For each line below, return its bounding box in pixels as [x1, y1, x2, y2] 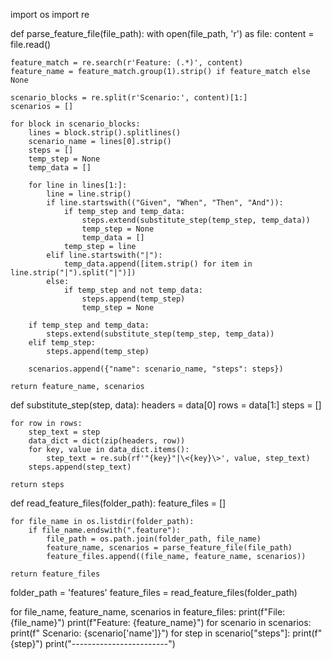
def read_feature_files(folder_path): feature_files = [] [10, 497, 227, 509]
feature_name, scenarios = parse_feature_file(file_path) [46, 543, 293, 553]
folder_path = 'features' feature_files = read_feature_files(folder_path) [10, 587, 298, 598]
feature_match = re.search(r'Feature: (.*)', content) [10, 58, 244, 68]
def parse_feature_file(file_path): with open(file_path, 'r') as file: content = [10, 28, 315, 39]
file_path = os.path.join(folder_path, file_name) [46, 534, 262, 544]
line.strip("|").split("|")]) [10, 268, 137, 278]
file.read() [10, 39, 52, 50]
